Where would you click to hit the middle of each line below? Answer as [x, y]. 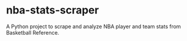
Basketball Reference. [33, 32]
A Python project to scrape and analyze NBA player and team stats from [93, 26]
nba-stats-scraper [53, 10]
